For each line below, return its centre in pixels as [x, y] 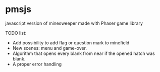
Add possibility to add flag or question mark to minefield [71, 43]
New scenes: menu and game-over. [50, 48]
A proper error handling [37, 64]
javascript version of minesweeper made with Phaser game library [74, 23]
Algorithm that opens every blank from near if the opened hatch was [84, 53]
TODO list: [16, 33]
